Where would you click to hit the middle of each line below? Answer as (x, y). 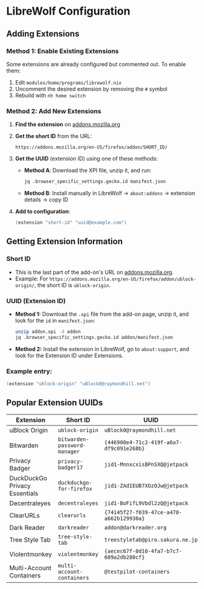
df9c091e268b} (124, 448)
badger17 (70, 467)
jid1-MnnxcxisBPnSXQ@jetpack (146, 464)
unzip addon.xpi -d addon (48, 332)
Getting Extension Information (65, 242)
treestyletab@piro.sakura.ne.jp (151, 539)
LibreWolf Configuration (68, 11)
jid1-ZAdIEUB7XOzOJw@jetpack (146, 486)
